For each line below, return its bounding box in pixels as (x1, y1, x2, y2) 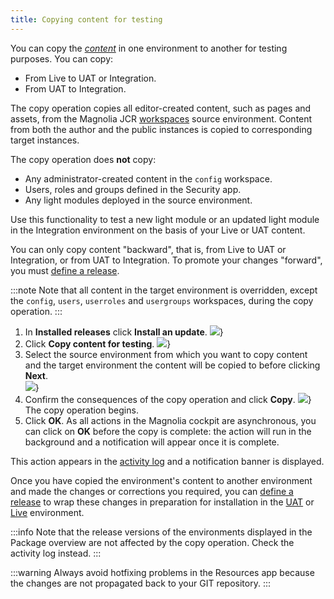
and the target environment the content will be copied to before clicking (24, 359, 321, 371)
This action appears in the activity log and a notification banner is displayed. (10, 455, 325, 467)
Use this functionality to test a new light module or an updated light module (10, 213, 320, 225)
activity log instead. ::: (10, 547, 102, 559)
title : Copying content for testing (10, 14, 163, 25)
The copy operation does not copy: (10, 153, 157, 165)
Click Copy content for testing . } (24, 337, 172, 350)
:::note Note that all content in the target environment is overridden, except (10, 284, 318, 296)
